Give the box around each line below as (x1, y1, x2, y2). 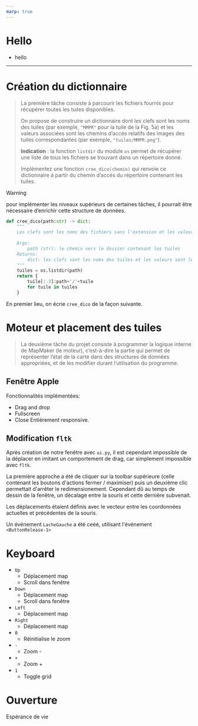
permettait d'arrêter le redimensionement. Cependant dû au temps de (6, 486, 175, 493)
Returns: (16, 251, 38, 257)
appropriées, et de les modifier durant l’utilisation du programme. (20, 359, 179, 366)
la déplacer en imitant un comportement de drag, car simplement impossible (6, 455, 192, 463)
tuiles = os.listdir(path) (16, 268, 83, 274)
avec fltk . (6, 461, 32, 468)
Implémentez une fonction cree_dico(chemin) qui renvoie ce (20, 165, 167, 172)
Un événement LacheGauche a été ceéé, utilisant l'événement (6, 521, 152, 528)
